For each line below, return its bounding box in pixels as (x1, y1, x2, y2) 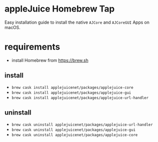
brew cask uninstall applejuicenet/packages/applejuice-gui (11, 127, 136, 132)
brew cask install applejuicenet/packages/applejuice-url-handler (11, 95, 149, 100)
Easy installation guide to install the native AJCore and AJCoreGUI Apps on (4, 19, 150, 25)
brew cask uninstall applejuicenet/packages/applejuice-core (11, 132, 138, 137)
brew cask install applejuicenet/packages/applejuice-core (11, 85, 134, 90)
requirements (4, 42, 60, 53)
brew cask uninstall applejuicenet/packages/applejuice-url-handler (11, 122, 153, 127)
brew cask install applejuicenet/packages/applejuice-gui (11, 90, 131, 95)
